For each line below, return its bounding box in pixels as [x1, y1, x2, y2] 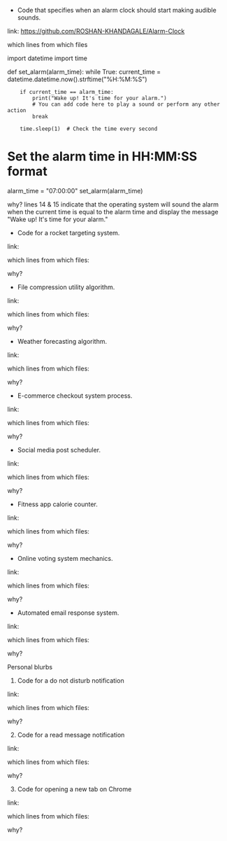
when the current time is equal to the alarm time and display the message [7, 207, 219, 216]
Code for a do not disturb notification [17, 676, 124, 685]
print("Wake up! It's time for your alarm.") [32, 95, 168, 102]
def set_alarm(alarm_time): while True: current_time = [7, 68, 161, 76]
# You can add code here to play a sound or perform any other [32, 101, 220, 108]
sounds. [17, 13, 41, 22]
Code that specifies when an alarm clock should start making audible [17, 6, 217, 14]
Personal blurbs [7, 662, 53, 671]
